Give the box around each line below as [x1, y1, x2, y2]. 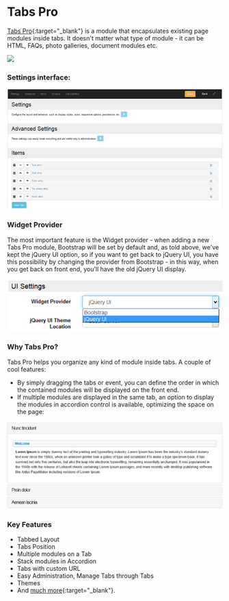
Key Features [7, 519, 53, 529]
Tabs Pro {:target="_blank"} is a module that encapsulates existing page [7, 27, 208, 35]
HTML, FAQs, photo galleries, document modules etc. [7, 41, 158, 49]
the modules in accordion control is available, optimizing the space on [16, 400, 214, 408]
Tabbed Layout [16, 535, 59, 543]
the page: [16, 407, 44, 415]
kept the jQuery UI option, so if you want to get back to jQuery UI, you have [7, 250, 219, 258]
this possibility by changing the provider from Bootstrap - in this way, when [7, 258, 219, 266]
